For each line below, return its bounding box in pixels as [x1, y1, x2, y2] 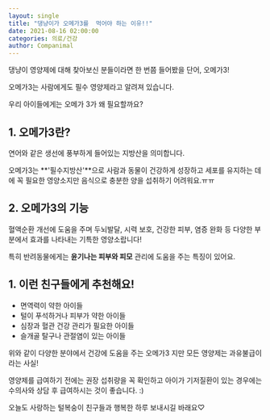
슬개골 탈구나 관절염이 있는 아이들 [19, 330, 127, 340]
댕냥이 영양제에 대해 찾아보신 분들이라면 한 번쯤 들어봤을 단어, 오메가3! [8, 65, 230, 75]
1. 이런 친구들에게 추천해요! [8, 278, 135, 292]
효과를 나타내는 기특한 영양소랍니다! [29, 234, 143, 244]
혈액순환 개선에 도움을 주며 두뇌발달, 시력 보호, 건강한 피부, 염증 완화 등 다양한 [8, 224, 253, 234]
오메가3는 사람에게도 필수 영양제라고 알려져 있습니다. [8, 82, 175, 92]
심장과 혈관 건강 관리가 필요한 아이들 [19, 321, 135, 330]
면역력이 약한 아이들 [19, 300, 83, 310]
